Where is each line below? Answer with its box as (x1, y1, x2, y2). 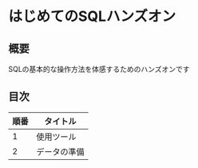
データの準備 (36, 146, 85, 157)
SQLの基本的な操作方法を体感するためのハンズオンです (8, 65, 190, 74)
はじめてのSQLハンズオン (8, 7, 176, 26)
